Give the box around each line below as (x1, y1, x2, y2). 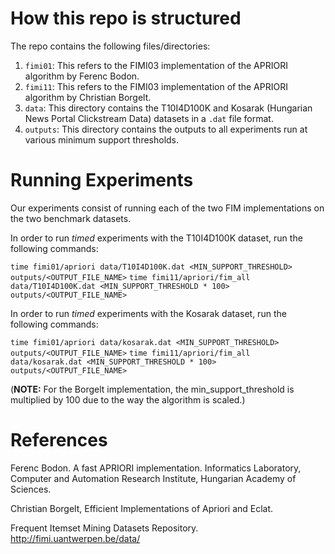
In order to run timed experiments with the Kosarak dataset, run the (10, 307, 287, 319)
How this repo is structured (10, 7, 242, 30)
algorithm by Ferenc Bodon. (24, 70, 140, 82)
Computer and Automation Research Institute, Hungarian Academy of (10, 472, 297, 484)
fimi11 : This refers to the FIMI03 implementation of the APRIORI (24, 80, 288, 92)
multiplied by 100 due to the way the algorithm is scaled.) (10, 393, 246, 406)
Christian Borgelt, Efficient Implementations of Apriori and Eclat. (10, 502, 274, 514)
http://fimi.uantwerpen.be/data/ (10, 532, 141, 544)
